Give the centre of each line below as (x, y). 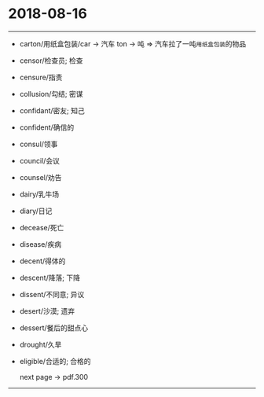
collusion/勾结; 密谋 (51, 94)
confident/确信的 (47, 127)
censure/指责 (41, 77)
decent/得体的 (42, 261)
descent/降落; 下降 (50, 278)
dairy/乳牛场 (39, 194)
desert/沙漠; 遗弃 (47, 311)
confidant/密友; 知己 (52, 110)
